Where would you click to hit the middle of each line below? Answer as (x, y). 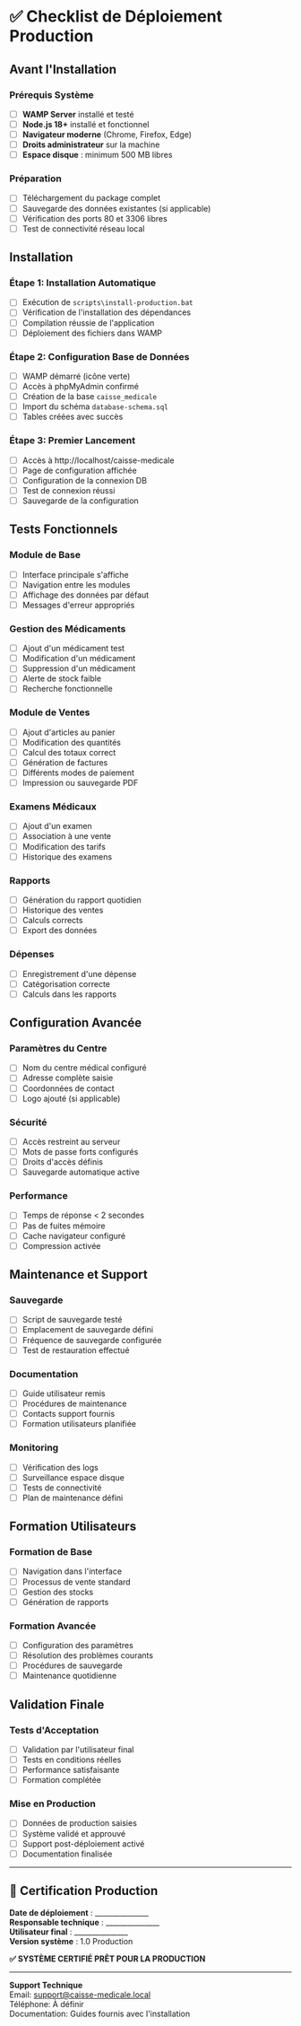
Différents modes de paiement (78, 773)
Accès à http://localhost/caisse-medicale (98, 460)
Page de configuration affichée (79, 470)
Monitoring (34, 1448)
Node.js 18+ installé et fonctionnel (86, 124)
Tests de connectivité (62, 1488)
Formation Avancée (53, 1626)
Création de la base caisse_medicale (90, 397)
